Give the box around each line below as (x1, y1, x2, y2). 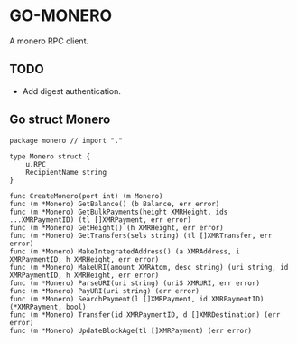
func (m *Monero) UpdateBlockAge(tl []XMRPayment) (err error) (9, 326, 253, 335)
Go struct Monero (9, 112, 111, 128)
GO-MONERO (9, 5, 113, 26)
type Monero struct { (9, 151, 91, 161)
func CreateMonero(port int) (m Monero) (9, 191, 164, 200)
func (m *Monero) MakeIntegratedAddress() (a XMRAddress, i (9, 246, 241, 256)
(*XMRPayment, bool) (9, 302, 88, 311)
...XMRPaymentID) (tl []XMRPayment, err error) (9, 215, 192, 225)
